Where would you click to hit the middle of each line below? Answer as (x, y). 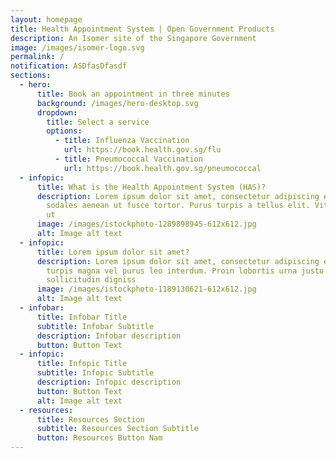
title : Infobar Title (82, 317)
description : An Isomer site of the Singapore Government (133, 38)
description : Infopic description (109, 382)
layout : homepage (46, 19)
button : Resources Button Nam (99, 438)
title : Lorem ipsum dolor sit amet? (113, 252)
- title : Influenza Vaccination (122, 141)
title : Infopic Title (82, 364)
